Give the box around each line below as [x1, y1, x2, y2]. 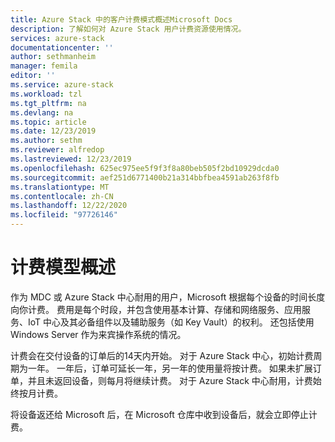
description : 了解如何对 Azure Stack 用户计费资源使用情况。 [10, 24, 247, 34]
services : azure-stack [10, 33, 105, 43]
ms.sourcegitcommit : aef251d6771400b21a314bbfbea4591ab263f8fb [10, 172, 280, 183]
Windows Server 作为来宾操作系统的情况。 [10, 328, 187, 340]
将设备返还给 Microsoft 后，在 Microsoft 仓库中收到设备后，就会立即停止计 [10, 408, 318, 420]
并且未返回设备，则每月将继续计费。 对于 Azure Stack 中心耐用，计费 [27, 374, 313, 386]
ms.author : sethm [10, 136, 83, 146]
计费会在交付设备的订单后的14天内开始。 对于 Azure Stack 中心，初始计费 [10, 349, 314, 361]
